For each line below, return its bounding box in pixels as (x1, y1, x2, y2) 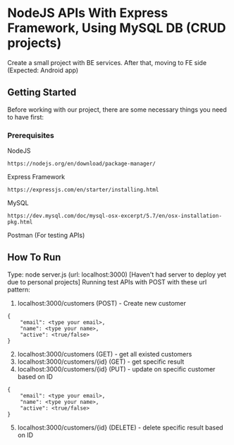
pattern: (7, 285, 30, 294)
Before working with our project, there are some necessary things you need (7, 105, 227, 114)
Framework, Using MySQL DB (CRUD (7, 20, 226, 36)
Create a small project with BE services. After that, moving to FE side (7, 58, 207, 67)
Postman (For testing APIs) (7, 231, 85, 240)
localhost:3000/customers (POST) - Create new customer (17, 299, 187, 307)
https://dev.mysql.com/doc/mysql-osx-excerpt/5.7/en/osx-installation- (7, 212, 222, 220)
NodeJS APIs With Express (7, 5, 168, 21)
